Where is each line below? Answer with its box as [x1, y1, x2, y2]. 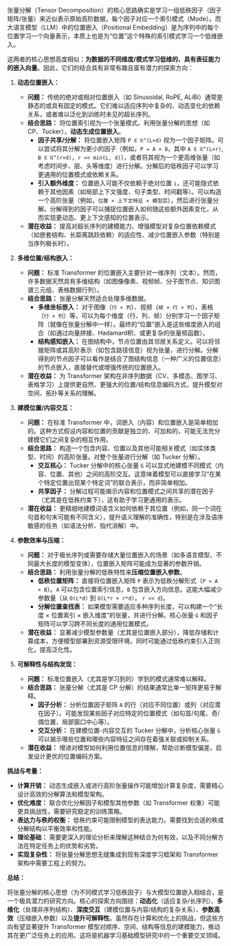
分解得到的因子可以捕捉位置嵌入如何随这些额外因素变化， [49, 205, 213, 213]
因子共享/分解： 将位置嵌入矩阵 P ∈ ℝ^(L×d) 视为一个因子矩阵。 [37, 136, 218, 144]
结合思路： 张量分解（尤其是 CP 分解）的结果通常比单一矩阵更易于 [27, 684, 216, 691]
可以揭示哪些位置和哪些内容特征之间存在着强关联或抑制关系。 [37, 735, 213, 743]
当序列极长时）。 [27, 240, 74, 247]
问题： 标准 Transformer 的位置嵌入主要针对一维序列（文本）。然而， [27, 269, 221, 277]
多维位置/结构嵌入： [16, 254, 74, 262]
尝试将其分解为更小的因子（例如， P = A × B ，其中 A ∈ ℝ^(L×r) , [43, 145, 223, 153]
